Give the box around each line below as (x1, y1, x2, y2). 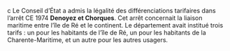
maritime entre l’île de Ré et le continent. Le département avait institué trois (7, 21, 224, 29)
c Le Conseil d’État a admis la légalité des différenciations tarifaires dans (7, 7, 216, 14)
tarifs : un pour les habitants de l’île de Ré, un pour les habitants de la (7, 28, 206, 37)
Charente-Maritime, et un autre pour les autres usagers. (7, 36, 168, 44)
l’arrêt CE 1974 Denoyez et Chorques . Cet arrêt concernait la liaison (7, 14, 203, 22)
